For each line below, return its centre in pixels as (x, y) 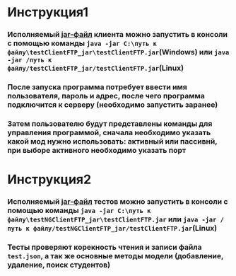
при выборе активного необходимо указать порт (97, 150)
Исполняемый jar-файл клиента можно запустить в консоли (118, 35)
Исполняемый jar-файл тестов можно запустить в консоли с (118, 202)
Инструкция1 (48, 12)
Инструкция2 (49, 179)
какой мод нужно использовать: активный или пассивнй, (112, 141)
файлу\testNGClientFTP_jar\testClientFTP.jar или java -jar (112, 219)
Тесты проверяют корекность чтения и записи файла (105, 247)
